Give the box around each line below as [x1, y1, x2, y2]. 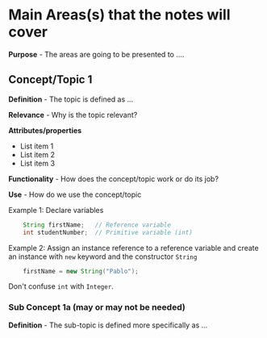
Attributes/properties [8, 125, 82, 135]
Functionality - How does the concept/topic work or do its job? [8, 173, 219, 183]
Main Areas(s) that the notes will [8, 6, 232, 24]
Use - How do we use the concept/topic [8, 190, 142, 199]
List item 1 [19, 141, 54, 151]
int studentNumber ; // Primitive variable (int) [23, 228, 194, 236]
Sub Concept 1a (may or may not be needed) [8, 302, 186, 313]
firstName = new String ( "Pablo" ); [23, 267, 139, 275]
